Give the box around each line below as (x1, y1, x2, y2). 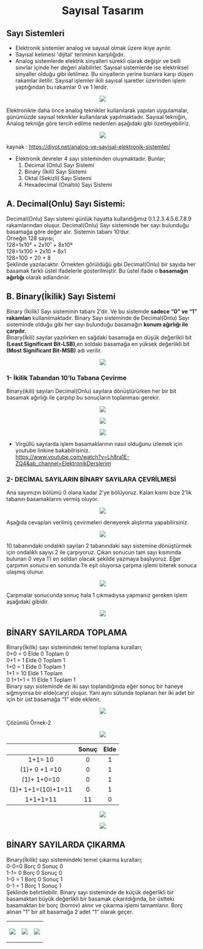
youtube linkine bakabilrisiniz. (15, 447, 90, 454)
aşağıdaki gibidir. (6, 598, 49, 605)
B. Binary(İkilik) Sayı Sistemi (6, 292, 116, 302)
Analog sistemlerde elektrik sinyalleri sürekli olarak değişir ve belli (15, 58, 181, 64)
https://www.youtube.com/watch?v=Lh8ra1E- (15, 453, 130, 460)
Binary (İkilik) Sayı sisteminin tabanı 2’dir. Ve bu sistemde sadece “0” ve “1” (6, 308, 197, 315)
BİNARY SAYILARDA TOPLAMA (6, 627, 127, 638)
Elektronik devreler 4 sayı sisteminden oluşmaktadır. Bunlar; (15, 155, 166, 162)
